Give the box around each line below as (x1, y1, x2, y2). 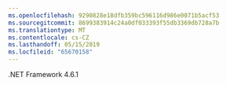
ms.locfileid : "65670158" (8, 48, 93, 56)
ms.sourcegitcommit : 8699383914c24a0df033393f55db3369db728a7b (8, 19, 220, 27)
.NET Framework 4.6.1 (8, 70, 79, 79)
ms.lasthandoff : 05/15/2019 (8, 41, 101, 49)
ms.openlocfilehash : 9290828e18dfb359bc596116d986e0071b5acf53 (8, 11, 220, 20)
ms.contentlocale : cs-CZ (8, 33, 90, 42)
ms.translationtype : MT (8, 26, 86, 34)
